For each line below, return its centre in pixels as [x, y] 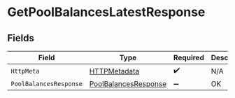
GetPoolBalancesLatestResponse [106, 12]
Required [189, 58]
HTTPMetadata [114, 71]
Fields [21, 38]
